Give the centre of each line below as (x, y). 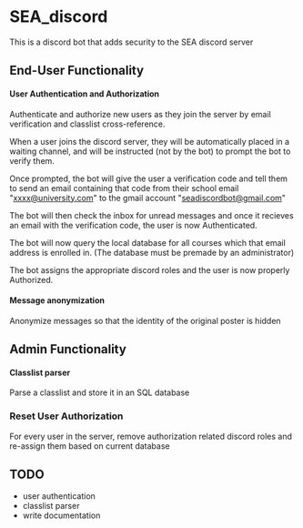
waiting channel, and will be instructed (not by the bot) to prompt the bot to (150, 151)
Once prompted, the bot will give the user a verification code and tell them (149, 178)
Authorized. (31, 279)
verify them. (32, 160)
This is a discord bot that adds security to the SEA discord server (131, 42)
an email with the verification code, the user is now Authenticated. (133, 225)
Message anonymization (57, 300)
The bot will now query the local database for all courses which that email (148, 242)
